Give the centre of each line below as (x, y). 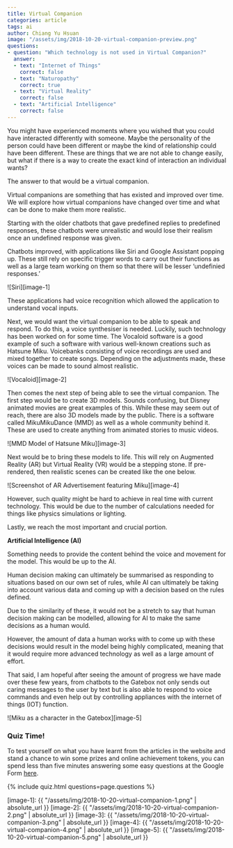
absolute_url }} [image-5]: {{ (128, 830)
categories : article (37, 20)
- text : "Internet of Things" (57, 65)
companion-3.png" (34, 822)
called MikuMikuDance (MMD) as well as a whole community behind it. (109, 422)
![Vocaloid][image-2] (37, 379)
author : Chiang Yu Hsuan (43, 33)
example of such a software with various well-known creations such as (109, 344)
